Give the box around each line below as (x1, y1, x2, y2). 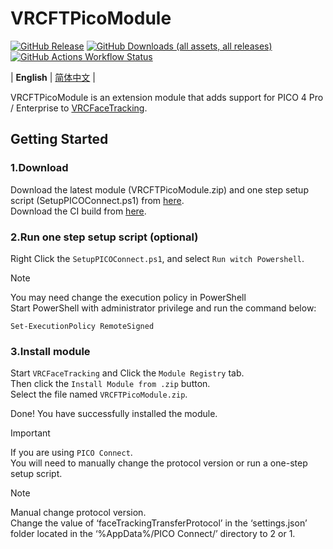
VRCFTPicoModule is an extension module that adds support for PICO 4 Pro (10, 91, 324, 103)
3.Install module (10, 344, 91, 358)
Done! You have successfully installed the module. (10, 408, 218, 420)
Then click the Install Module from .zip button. (10, 378, 211, 390)
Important (10, 427, 51, 439)
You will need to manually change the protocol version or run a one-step (10, 457, 308, 469)
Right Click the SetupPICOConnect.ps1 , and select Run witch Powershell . (10, 252, 305, 264)
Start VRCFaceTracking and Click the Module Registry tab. (10, 367, 245, 379)
